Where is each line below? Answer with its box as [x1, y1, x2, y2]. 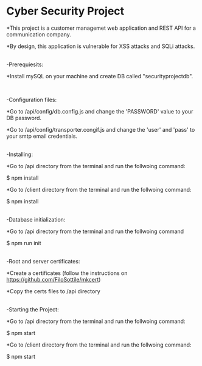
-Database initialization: [6, 215, 66, 223]
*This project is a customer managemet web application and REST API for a [6, 24, 196, 32]
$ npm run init [6, 239, 41, 246]
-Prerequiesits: [6, 61, 44, 68]
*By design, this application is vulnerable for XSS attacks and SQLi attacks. [6, 42, 195, 50]
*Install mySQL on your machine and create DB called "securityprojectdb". [6, 72, 193, 80]
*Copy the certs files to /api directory [6, 287, 100, 295]
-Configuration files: [6, 96, 57, 103]
